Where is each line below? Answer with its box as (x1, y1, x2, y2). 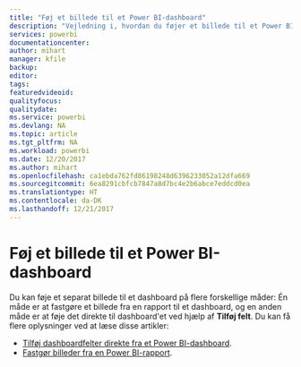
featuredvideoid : (9, 88, 74, 97)
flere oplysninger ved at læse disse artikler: (9, 320, 169, 331)
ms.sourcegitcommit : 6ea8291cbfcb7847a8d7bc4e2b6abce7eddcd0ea (9, 180, 251, 189)
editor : (9, 72, 39, 81)
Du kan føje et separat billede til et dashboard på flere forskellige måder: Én (9, 292, 288, 303)
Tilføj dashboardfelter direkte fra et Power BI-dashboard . (21, 337, 233, 348)
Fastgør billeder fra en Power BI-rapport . (21, 346, 173, 358)
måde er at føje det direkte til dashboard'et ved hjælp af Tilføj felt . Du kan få (9, 311, 291, 321)
